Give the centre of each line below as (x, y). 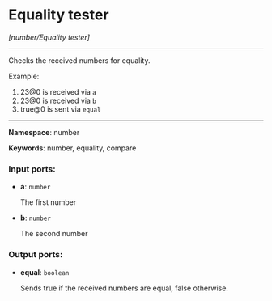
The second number (54, 234)
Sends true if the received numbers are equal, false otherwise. (124, 288)
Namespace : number (44, 132)
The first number (48, 202)
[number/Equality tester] (49, 37)
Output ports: (36, 255)
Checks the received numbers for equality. (79, 60)
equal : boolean (45, 272)
